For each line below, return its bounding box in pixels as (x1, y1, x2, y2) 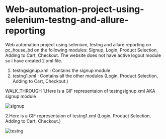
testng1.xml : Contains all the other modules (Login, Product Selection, (12, 73, 158, 79)
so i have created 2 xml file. (5, 57, 62, 63)
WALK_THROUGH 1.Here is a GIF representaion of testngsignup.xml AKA (5, 88, 156, 94)
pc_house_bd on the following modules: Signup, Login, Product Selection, (5, 47, 158, 53)
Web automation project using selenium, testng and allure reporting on (5, 41, 151, 47)
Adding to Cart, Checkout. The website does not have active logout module (5, 52, 161, 58)
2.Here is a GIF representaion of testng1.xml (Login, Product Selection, (5, 112, 151, 119)
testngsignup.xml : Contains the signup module (12, 67, 111, 74)
